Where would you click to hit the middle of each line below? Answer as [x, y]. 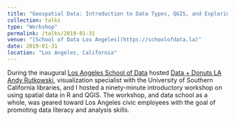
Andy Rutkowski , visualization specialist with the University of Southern [110, 80]
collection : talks [34, 20]
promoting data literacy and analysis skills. [69, 110]
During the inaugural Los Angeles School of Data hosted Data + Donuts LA [114, 72]
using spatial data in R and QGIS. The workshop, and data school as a [108, 94]
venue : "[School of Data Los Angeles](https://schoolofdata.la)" [104, 40]
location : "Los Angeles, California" [62, 53]
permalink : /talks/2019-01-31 [51, 33]
